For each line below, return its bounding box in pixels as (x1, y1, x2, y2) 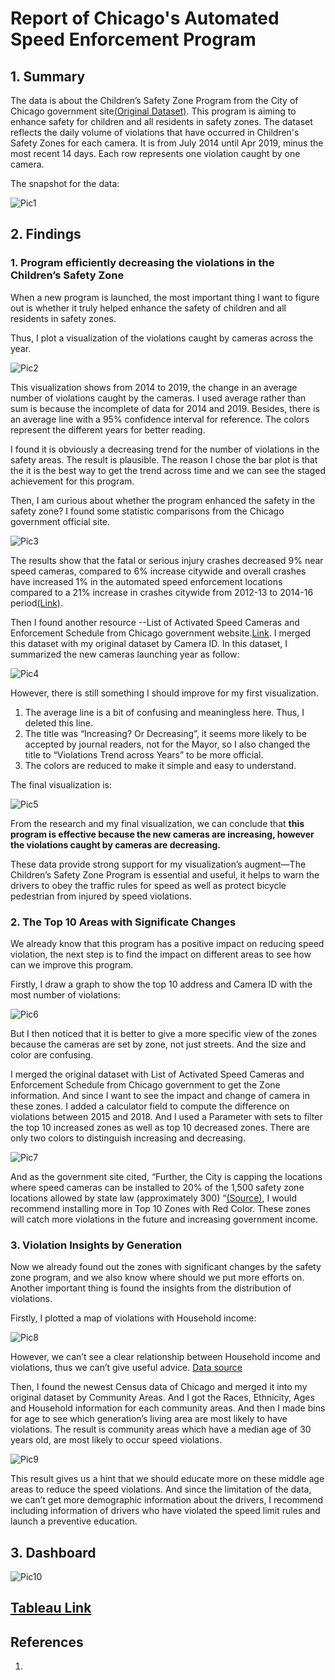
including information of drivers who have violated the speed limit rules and (10, 1505, 321, 1517)
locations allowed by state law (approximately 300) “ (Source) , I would (10, 1192, 297, 1204)
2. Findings (10, 226, 82, 243)
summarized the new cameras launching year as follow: (10, 648, 240, 660)
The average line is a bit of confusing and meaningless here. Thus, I (24, 706, 305, 718)
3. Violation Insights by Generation (10, 1238, 183, 1252)
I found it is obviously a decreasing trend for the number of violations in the (10, 443, 320, 455)
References (10, 1633, 84, 1651)
